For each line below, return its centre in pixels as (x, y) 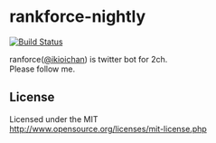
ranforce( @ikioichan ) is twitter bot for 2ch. (89, 59)
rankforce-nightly (78, 17)
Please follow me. (42, 69)
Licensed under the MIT (54, 119)
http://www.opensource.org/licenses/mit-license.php (108, 129)
